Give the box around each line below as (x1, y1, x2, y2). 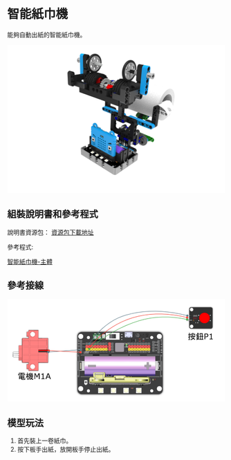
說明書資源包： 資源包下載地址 (7, 228, 94, 236)
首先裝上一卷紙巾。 (17, 436, 73, 445)
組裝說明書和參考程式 (7, 208, 98, 220)
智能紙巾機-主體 (7, 257, 53, 266)
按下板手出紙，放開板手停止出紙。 (17, 445, 115, 454)
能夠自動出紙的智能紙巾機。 (7, 30, 86, 39)
